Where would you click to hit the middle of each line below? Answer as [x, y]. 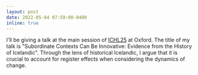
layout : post [22, 12]
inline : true [22, 23]
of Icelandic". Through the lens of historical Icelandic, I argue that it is [92, 53]
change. [16, 65]
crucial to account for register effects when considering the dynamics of [96, 59]
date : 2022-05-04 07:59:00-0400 [46, 17]
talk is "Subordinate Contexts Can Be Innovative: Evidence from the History [99, 46]
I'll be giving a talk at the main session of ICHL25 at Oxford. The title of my [98, 40]
